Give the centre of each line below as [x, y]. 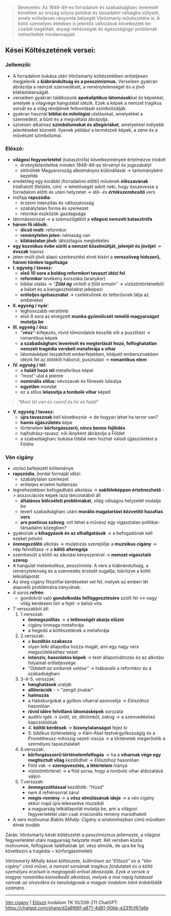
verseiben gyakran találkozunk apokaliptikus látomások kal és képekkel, [88, 97]
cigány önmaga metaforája [56, 625]
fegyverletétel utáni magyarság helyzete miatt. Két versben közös [74, 840]
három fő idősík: [30, 224]
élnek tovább [26, 825]
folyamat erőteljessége [52, 663]
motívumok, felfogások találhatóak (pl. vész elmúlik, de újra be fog [75, 846]
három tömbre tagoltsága [40, 262]
